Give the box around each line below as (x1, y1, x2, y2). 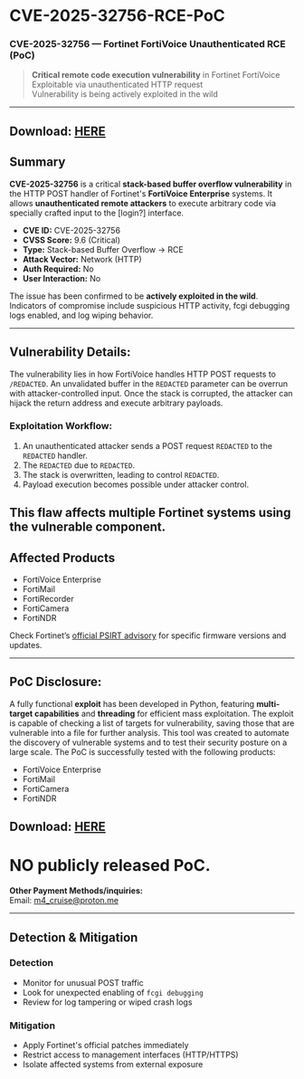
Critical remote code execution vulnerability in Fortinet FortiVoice (31, 70, 280, 81)
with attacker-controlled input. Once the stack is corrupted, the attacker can (9, 387, 293, 398)
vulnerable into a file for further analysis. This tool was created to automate (9, 727, 290, 738)
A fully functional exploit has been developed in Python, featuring (9, 698, 255, 709)
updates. (9, 640, 43, 650)
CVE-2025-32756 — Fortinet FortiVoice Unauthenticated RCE (9, 38, 287, 51)
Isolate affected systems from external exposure (22, 1059, 204, 1070)
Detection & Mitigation (9, 930, 138, 945)
